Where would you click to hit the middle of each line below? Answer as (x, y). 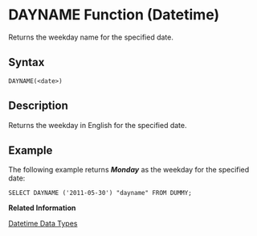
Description (38, 106)
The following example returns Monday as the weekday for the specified (129, 170)
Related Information (42, 208)
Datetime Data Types (43, 224)
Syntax (27, 62)
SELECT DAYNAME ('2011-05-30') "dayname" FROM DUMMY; (100, 193)
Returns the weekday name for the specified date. (91, 37)
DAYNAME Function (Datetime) (114, 15)
